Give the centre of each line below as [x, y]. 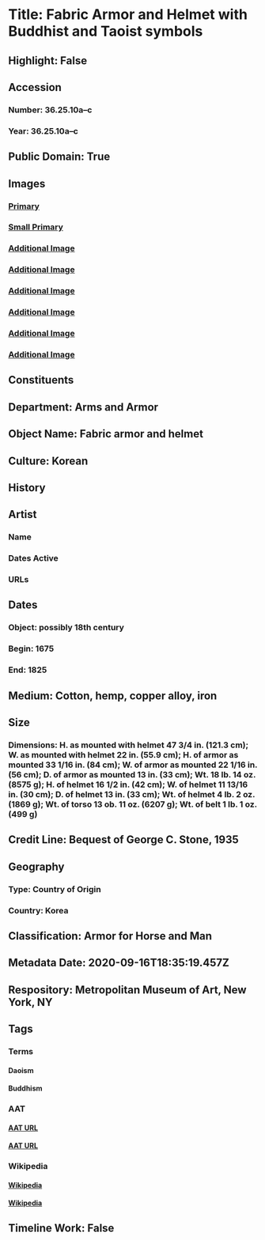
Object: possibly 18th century [66, 628]
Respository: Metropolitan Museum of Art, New [127, 990]
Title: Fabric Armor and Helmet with [128, 15]
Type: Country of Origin [55, 889]
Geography [36, 866]
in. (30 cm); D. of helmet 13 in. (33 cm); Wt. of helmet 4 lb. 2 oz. [132, 794]
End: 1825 [28, 670]
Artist [23, 514]
